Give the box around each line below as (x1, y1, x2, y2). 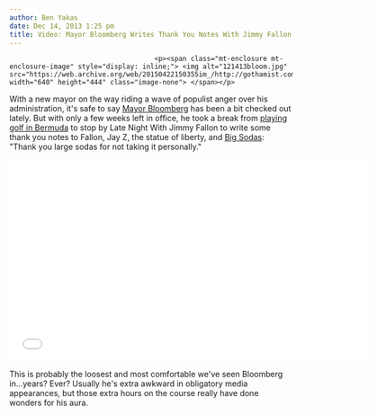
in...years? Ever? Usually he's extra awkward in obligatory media (9, 378, 248, 389)
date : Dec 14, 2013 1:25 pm (9, 22, 115, 31)
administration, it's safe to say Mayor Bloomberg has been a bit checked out (9, 103, 292, 114)
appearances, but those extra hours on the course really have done (9, 388, 259, 399)
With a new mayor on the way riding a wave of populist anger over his (9, 93, 268, 104)
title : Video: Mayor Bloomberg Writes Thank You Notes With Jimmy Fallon (9, 30, 292, 39)
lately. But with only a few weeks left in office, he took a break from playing (9, 113, 288, 124)
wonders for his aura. (9, 397, 88, 409)
